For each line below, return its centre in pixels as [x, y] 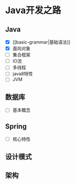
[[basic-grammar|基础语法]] [41, 42]
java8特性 [23, 74]
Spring [16, 126]
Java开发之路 [33, 10]
